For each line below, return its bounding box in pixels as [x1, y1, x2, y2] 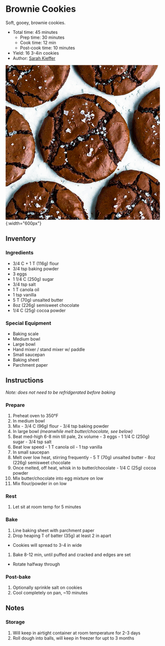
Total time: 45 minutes [12, 29, 58, 35]
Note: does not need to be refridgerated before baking [5, 389, 116, 395]
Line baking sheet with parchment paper [12, 527, 94, 533]
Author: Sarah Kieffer [12, 55, 56, 61]
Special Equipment [5, 320, 51, 326]
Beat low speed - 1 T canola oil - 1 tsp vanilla [12, 444, 102, 450]
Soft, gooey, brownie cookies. [5, 20, 66, 26]
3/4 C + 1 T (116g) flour [12, 260, 59, 266]
